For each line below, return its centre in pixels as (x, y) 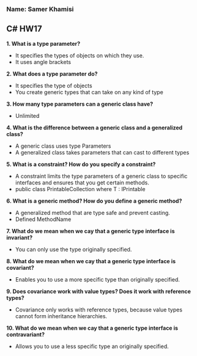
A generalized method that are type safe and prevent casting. (92, 213)
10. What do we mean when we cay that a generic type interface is (92, 328)
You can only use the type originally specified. (73, 249)
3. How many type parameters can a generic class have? (80, 104)
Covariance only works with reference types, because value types (98, 310)
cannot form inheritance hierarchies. (61, 316)
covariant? (20, 267)
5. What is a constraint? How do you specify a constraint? (81, 164)
